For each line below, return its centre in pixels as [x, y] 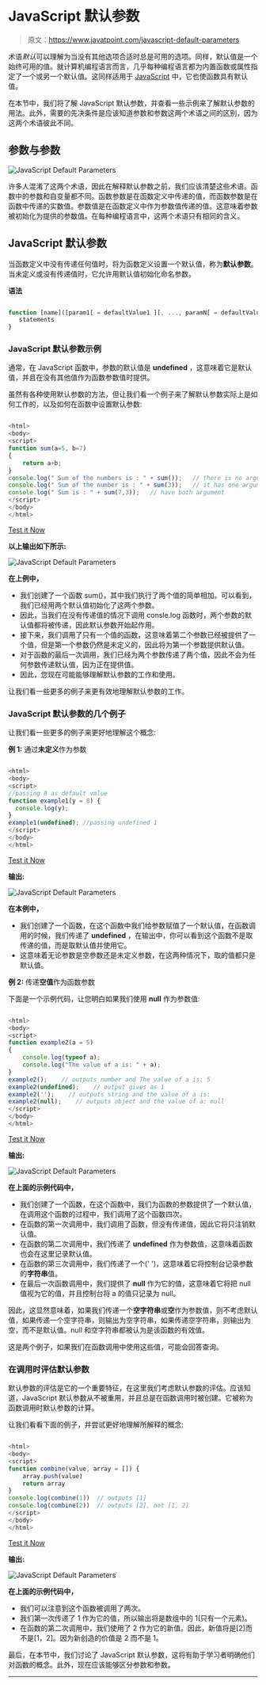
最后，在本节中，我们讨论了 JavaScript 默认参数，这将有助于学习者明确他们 [132, 1655]
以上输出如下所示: [37, 546]
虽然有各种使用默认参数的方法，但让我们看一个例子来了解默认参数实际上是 [129, 395]
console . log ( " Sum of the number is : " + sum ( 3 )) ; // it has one [123, 485]
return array [44, 1483]
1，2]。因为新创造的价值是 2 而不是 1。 [100, 1637]
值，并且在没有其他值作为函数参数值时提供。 [81, 378]
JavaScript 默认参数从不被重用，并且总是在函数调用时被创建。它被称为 [137, 1398]
